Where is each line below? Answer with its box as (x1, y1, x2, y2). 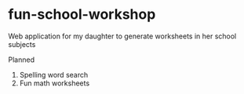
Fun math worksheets (19, 78, 90, 88)
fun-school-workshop (8, 5, 156, 23)
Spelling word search (19, 70, 89, 79)
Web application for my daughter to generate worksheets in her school (8, 31, 237, 41)
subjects (8, 39, 36, 49)
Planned (8, 55, 35, 64)
